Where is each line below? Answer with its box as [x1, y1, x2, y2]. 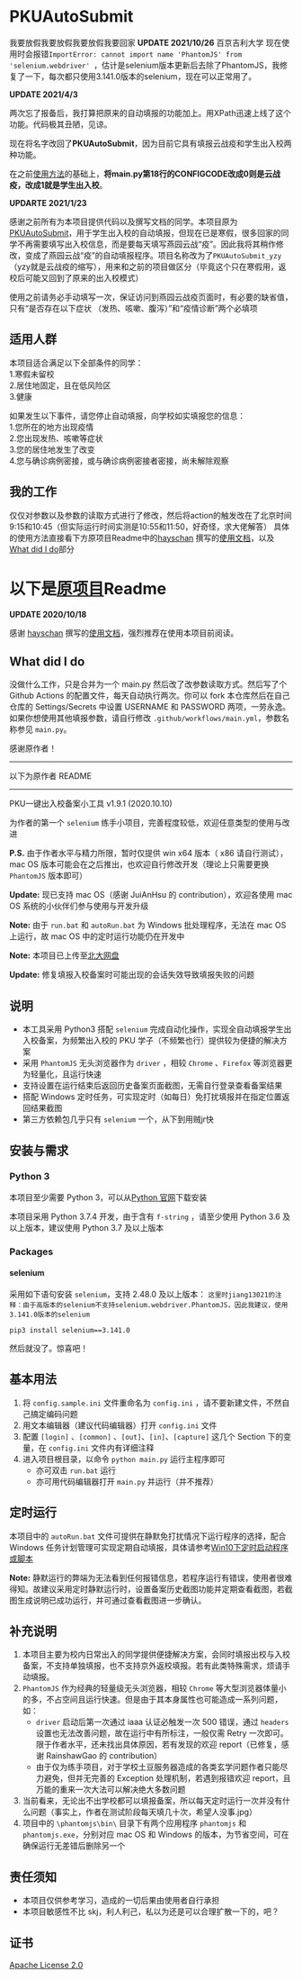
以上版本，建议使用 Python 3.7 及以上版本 [9, 1222, 164, 1233]
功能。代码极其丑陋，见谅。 [9, 119, 112, 130]
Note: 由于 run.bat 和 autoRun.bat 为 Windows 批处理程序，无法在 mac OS [9, 920, 287, 931]
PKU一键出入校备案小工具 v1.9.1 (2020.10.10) [9, 799, 173, 809]
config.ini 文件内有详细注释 [48, 1442, 155, 1453]
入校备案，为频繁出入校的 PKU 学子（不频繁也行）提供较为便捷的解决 [22, 1035, 280, 1046]
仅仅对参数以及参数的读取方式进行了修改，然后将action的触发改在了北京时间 [9, 510, 292, 520]
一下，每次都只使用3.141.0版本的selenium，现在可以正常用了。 [24, 70, 257, 82]
